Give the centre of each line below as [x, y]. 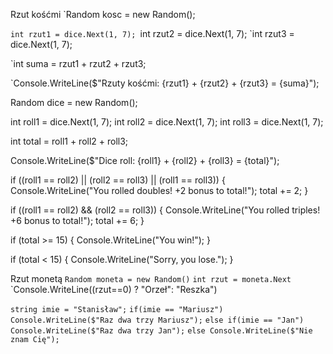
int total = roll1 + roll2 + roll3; [69, 141]
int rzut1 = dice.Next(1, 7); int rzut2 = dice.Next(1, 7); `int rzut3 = [152, 33]
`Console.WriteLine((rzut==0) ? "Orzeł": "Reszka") [114, 289]
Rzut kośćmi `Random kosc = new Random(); [103, 14]
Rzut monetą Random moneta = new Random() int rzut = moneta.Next [151, 278]
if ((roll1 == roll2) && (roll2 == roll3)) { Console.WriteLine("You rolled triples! [165, 210]
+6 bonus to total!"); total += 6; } [77, 220]
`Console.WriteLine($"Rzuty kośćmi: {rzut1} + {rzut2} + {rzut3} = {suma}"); [165, 83]
